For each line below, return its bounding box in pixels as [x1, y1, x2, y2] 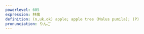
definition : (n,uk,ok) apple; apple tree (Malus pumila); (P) [5, 16, 139, 21]
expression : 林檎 [5, 12, 41, 17]
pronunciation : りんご [5, 21, 51, 26]
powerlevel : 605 [5, 7, 40, 12]
